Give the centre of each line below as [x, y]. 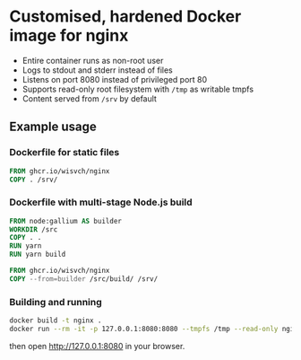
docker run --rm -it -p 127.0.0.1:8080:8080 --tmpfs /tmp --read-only [144, 329]
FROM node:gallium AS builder [66, 221]
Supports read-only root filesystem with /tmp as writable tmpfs [138, 89]
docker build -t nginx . [56, 320]
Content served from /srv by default [89, 98]
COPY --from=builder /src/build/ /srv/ [84, 279]
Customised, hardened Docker [125, 17]
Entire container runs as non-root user [93, 60]
